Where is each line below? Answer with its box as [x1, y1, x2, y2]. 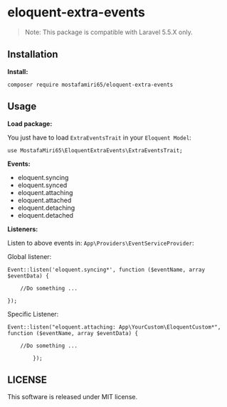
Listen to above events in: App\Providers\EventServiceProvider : [7, 238, 194, 247]
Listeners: [7, 225, 38, 233]
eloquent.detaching [17, 203, 75, 212]
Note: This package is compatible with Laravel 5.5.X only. [24, 28, 194, 36]
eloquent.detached [17, 211, 73, 219]
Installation [7, 48, 58, 60]
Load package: [7, 119, 53, 128]
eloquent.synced [17, 181, 68, 189]
